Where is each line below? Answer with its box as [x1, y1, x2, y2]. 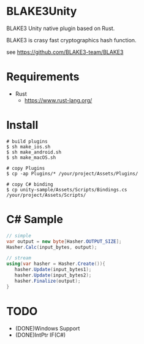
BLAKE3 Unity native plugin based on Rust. [6, 25, 115, 32]
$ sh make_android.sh [6, 149, 62, 155]
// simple [6, 232, 32, 239]
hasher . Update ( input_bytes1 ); [14, 267, 92, 273]
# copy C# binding [6, 181, 53, 188]
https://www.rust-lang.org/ [24, 96, 93, 104]
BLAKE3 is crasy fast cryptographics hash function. [6, 36, 137, 44]
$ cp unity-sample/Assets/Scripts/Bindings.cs [6, 186, 127, 193]
